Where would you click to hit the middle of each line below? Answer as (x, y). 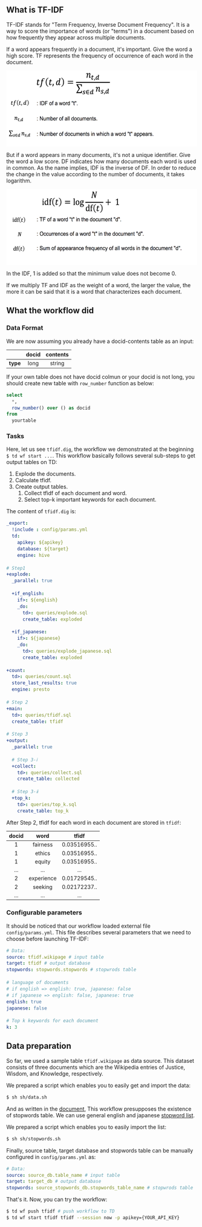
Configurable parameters (44, 913)
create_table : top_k (43, 811)
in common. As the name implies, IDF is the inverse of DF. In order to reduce (101, 168)
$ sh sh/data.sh (27, 1097)
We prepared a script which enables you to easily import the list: (86, 1127)
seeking (43, 886)
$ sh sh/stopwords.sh (34, 1139)
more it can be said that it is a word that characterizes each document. (94, 291)
